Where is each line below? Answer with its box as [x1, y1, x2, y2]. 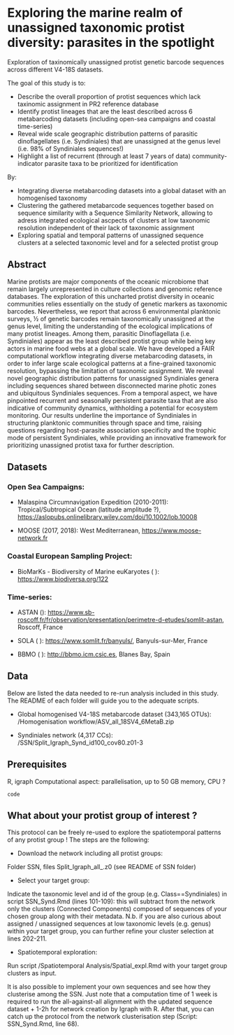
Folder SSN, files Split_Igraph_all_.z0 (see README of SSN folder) [7, 863, 196, 871]
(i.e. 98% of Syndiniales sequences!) [17, 144, 124, 153]
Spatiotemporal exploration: [17, 948, 98, 957]
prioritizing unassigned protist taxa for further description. [7, 441, 175, 449]
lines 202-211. [7, 934, 47, 943]
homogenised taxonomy [17, 194, 87, 202]
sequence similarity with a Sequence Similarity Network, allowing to [17, 209, 213, 217]
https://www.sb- [47, 608, 95, 617]
